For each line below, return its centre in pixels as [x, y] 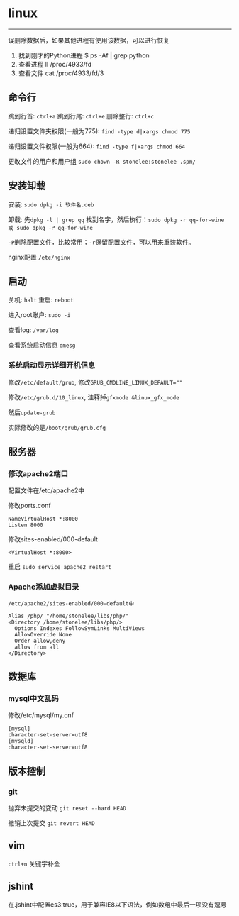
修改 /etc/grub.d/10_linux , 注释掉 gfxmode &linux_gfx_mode [94, 397]
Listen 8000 [26, 525]
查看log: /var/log [33, 330]
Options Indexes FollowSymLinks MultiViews [79, 628]
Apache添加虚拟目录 [44, 587]
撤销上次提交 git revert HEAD [51, 823]
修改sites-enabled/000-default [53, 539]
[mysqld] [21, 741]
